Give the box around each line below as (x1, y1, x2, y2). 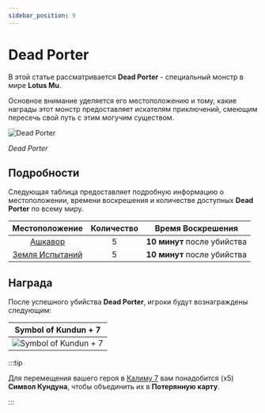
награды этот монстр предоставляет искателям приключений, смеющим (8, 104, 258, 113)
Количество (90, 223, 138, 234)
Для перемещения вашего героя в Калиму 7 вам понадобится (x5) (8, 373, 234, 383)
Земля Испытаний (12, 249, 83, 260)
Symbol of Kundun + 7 (14, 324, 101, 335)
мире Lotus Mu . (8, 80, 62, 90)
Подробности (8, 166, 80, 179)
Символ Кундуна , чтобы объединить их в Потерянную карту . (8, 382, 220, 392)
